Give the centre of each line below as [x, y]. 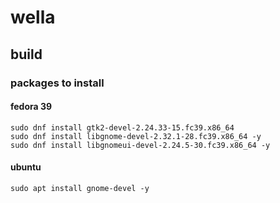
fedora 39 [31, 107]
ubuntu [26, 167]
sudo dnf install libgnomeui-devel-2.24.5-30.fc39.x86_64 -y [140, 145]
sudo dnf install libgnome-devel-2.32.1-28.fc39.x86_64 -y [136, 136]
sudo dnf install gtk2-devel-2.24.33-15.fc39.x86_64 [122, 127]
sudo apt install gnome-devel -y [80, 188]
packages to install [57, 83]
